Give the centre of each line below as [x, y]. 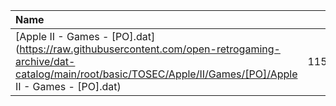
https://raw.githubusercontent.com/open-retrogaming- [150, 49]
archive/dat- [45, 61]
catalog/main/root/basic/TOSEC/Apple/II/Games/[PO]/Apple [156, 74]
